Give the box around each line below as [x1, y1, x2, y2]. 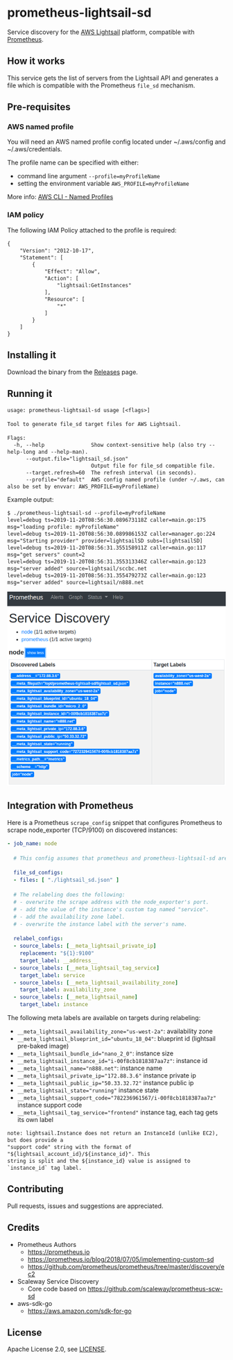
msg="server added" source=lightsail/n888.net [7, 579, 144, 586]
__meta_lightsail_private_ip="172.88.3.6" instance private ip [17, 1071, 196, 1080]
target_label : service [19, 971, 85, 979]
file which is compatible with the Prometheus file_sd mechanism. [7, 81, 196, 90]
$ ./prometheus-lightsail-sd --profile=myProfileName [7, 510, 166, 517]
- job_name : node [7, 840, 58, 847]
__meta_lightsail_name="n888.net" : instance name [17, 1064, 163, 1073]
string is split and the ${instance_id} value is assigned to [7, 1157, 191, 1165]
